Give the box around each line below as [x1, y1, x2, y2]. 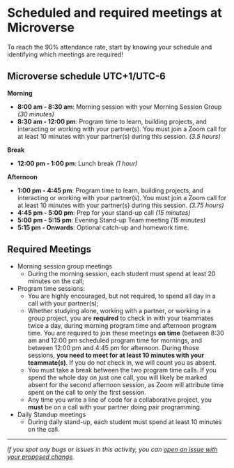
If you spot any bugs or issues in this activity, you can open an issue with [7, 445, 218, 453]
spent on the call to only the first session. [27, 388, 146, 396]
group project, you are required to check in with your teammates [27, 314, 214, 322]
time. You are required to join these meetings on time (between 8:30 [27, 329, 224, 337]
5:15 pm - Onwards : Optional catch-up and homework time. [17, 223, 189, 232]
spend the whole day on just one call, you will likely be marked [27, 373, 208, 382]
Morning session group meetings [17, 262, 113, 270]
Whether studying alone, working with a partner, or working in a [27, 306, 211, 315]
